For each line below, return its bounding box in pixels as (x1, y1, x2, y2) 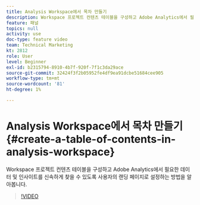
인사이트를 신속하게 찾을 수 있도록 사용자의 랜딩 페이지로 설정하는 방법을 (18, 173, 186, 180)
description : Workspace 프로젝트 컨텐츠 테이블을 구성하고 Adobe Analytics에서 (6, 14, 187, 20)
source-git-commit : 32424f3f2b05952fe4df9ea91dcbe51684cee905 (6, 70, 164, 76)
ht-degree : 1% (6, 87, 42, 93)
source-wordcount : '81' (6, 81, 65, 87)
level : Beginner (6, 59, 46, 65)
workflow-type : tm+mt (6, 75, 60, 81)
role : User (6, 53, 33, 59)
